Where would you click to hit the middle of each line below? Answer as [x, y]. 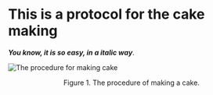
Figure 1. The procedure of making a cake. [132, 83]
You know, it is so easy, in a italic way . [71, 52]
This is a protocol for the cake [106, 14]
